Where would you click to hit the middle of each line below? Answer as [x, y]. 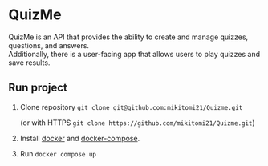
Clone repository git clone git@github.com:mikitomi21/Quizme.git [131, 107]
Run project [38, 88]
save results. [29, 63]
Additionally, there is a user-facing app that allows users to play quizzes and [134, 54]
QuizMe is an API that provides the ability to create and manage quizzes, [128, 37]
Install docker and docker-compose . [80, 138]
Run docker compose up [58, 153]
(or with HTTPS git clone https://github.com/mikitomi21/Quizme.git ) [137, 123]
